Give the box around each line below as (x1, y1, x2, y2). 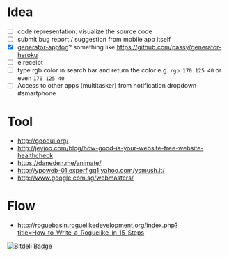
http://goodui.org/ (17, 137, 69, 145)
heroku (17, 51, 38, 59)
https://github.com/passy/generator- (116, 43, 222, 52)
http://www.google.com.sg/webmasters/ (17, 173, 134, 182)
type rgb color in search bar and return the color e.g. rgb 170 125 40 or (17, 66, 222, 75)
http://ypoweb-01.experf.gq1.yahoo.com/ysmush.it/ (17, 166, 165, 175)
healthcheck (17, 151, 54, 160)
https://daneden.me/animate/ (17, 159, 102, 167)
